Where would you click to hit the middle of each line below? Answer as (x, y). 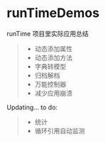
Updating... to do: (32, 107)
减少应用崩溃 (53, 93)
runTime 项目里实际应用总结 (48, 33)
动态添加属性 (53, 48)
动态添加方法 (53, 58)
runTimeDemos (53, 13)
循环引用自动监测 (60, 131)
